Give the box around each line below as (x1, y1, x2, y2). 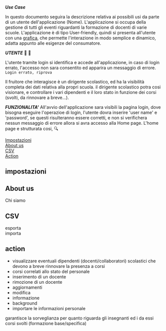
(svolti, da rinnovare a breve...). (5, 94, 69, 100)
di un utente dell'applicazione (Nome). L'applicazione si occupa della (5, 19, 146, 25)
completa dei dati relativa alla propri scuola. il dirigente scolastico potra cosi (5, 84, 161, 90)
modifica (12, 289, 31, 295)
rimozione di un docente (12, 279, 63, 285)
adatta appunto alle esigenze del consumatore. (5, 40, 101, 46)
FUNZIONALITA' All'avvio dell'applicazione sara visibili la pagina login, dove (5, 104, 161, 110)
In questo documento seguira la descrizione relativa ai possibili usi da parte (5, 14, 160, 19)
